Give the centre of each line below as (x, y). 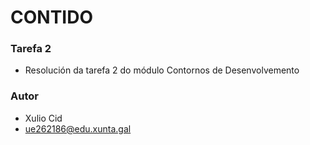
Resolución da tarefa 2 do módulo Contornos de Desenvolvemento (162, 70)
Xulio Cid (43, 118)
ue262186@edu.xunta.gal (78, 128)
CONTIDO (51, 17)
